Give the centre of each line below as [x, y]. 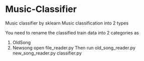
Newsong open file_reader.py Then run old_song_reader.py [74, 47]
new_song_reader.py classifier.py [47, 53]
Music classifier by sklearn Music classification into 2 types [67, 23]
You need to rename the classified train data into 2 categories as [72, 32]
